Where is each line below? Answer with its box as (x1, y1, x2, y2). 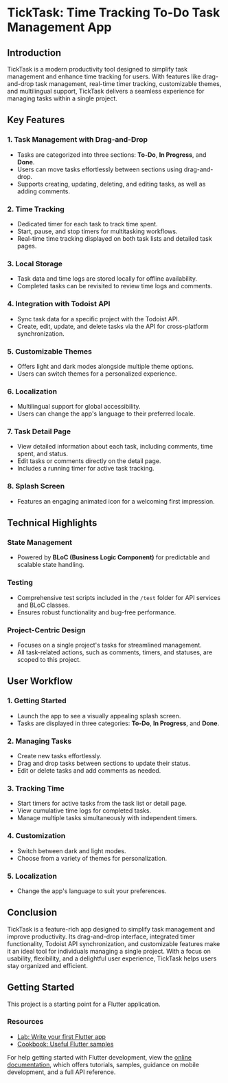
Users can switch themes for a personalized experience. (16, 369, 177, 378)
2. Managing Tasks (7, 736, 72, 746)
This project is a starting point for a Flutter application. (7, 1000, 161, 1008)
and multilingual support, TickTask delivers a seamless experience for (7, 87, 205, 95)
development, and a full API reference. (7, 1068, 116, 1076)
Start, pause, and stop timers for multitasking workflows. (16, 227, 178, 235)
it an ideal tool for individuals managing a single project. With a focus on (7, 947, 211, 955)
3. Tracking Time (7, 783, 65, 793)
